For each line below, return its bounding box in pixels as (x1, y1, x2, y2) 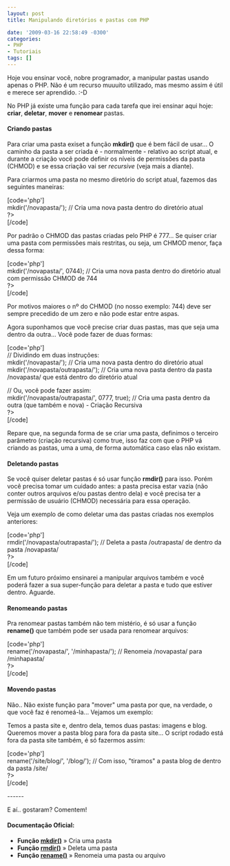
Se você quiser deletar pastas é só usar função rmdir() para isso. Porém (7, 475, 213, 483)
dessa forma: (7, 246, 45, 255)
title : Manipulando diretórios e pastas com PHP (7, 17, 149, 23)
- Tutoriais (7, 48, 41, 55)
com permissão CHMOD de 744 (7, 274, 98, 283)
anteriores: (7, 518, 38, 526)
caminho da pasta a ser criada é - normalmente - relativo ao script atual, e (7, 148, 218, 156)
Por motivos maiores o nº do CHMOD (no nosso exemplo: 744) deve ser (7, 302, 211, 311)
